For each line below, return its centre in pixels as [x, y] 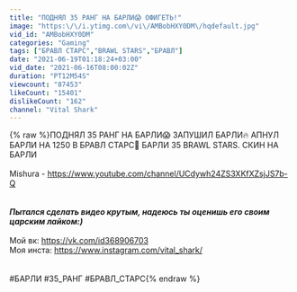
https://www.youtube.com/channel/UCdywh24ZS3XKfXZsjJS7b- [167, 174]
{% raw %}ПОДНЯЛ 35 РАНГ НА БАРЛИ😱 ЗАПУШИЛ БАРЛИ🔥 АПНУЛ [144, 135]
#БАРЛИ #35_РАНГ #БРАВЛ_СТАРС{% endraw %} [105, 279]
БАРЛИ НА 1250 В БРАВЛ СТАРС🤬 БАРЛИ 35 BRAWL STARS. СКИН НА [144, 146]
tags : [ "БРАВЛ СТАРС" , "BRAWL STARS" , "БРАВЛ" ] [96, 51]
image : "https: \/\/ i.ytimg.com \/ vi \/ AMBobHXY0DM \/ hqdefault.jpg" [134, 26]
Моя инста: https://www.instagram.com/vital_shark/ [106, 250]
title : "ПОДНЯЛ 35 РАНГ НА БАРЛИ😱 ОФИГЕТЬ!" [95, 18]
